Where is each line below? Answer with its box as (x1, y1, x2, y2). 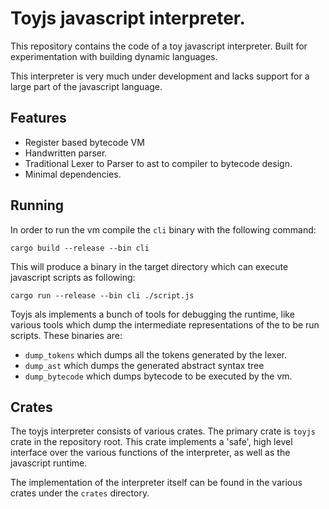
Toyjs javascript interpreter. (10, 7, 246, 30)
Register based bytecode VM (24, 136, 145, 148)
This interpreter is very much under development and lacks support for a (10, 70, 310, 82)
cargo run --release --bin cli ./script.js (10, 290, 195, 301)
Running (10, 197, 65, 214)
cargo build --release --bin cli (10, 243, 150, 253)
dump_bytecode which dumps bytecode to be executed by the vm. (24, 370, 293, 382)
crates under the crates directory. (10, 487, 150, 499)
